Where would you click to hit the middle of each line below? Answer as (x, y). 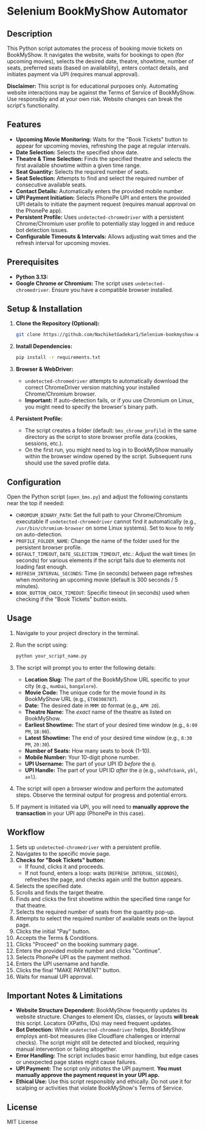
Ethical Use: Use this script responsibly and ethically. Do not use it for (103, 1082)
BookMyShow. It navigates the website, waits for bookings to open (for (96, 55)
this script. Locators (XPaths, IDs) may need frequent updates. (94, 1023)
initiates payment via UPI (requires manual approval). (73, 74)
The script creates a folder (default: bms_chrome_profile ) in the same (111, 430)
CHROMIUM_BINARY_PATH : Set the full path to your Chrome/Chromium (99, 515)
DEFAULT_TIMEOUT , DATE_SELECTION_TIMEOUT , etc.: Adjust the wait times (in (106, 554)
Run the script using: (42, 645)
